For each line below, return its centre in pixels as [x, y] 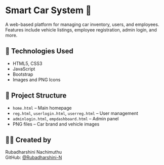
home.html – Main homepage [42, 108]
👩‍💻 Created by [28, 140]
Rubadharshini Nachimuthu [34, 152]
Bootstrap [23, 74]
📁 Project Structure [36, 96]
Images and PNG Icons [36, 79]
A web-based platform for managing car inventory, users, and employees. [82, 24]
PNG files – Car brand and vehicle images [56, 124]
